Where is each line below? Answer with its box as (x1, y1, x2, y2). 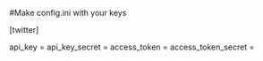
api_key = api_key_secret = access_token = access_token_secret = (9, 42, 255, 52)
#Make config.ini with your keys (9, 8, 127, 18)
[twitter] (9, 25, 39, 34)
